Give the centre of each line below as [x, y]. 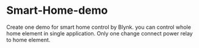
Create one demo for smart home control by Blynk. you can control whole [99, 27]
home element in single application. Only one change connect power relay [100, 33]
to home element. [28, 40]
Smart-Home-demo [57, 10]
